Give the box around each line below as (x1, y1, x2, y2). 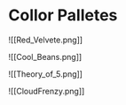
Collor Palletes (8, 5, 118, 26)
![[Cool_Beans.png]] (8, 51, 83, 62)
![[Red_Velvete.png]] (8, 34, 83, 45)
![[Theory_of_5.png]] (8, 68, 83, 79)
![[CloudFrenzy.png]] (8, 86, 85, 96)
